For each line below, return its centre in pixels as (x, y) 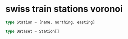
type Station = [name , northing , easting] (50, 22)
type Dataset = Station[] (32, 31)
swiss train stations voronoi (64, 9)
